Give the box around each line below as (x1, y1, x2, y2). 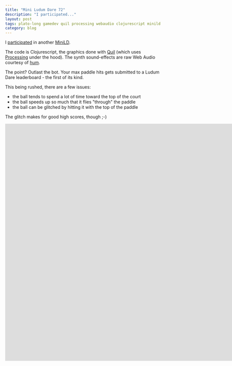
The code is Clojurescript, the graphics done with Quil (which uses (5, 49, 141, 55)
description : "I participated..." (5, 12, 77, 17)
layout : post (5, 16, 32, 21)
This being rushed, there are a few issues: (5, 84, 91, 90)
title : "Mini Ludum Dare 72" (5, 7, 65, 12)
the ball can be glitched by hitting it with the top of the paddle (12, 104, 138, 110)
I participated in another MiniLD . (5, 39, 71, 45)
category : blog (5, 26, 37, 31)
